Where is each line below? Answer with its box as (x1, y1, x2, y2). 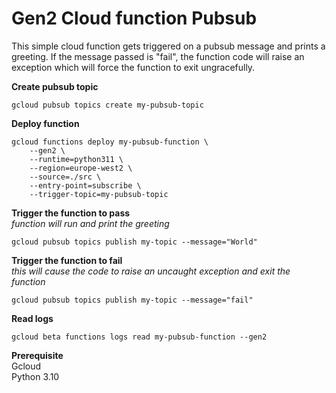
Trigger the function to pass (11, 207, 131, 219)
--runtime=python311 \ (29, 154, 124, 164)
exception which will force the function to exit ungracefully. (11, 61, 256, 73)
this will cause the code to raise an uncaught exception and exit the (11, 265, 291, 277)
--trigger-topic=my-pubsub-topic (29, 189, 169, 199)
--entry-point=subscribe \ (29, 180, 142, 191)
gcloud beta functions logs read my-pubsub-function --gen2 (11, 332, 268, 342)
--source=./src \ (29, 172, 102, 182)
